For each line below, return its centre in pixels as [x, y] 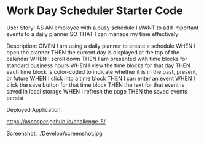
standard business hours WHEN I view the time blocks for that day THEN [98, 65]
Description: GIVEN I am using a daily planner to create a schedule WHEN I [101, 46]
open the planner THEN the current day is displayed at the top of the [93, 52]
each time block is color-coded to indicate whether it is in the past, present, [102, 71]
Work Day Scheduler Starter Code [95, 11]
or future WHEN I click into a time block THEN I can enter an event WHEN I [101, 78]
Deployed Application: [34, 109]
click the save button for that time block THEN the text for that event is [96, 85]
